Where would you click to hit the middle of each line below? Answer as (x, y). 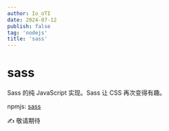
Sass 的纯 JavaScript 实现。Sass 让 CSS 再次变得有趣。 (87, 93)
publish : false (29, 26)
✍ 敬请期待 (24, 121)
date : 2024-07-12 (32, 20)
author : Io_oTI (29, 13)
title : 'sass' (28, 39)
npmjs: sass (24, 106)
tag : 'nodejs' (28, 33)
